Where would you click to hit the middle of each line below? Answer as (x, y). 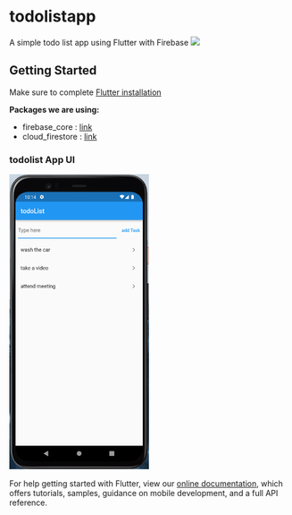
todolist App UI (42, 159)
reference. (28, 502)
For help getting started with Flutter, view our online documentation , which (146, 483)
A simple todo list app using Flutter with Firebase (99, 42)
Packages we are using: (54, 109)
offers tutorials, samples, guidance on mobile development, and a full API (144, 493)
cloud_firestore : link (59, 136)
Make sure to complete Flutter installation (86, 92)
